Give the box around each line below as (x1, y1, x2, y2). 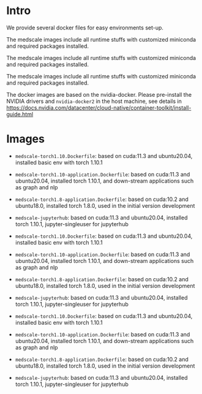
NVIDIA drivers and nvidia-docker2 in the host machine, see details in (6, 97, 182, 105)
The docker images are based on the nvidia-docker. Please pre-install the (6, 91, 192, 98)
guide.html (6, 110, 34, 118)
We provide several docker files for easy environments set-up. (6, 24, 164, 31)
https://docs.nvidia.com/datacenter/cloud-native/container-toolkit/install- (6, 104, 192, 111)
